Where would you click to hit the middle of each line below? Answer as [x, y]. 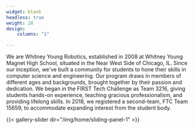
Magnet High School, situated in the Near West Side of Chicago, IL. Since [97, 63]
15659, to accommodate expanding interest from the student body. [89, 108]
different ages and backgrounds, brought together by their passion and [94, 83]
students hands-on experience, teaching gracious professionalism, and [94, 95]
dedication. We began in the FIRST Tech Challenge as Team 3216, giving [96, 89]
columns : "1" [33, 34]
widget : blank [24, 12]
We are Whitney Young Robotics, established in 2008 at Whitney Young [95, 57]
